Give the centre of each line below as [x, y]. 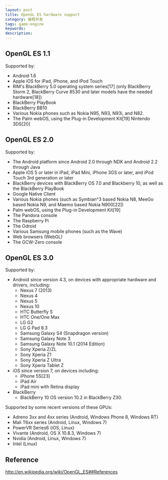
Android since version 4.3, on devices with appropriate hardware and [84, 280]
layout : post [19, 10]
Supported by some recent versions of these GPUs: [59, 407]
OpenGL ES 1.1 [28, 54]
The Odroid [24, 226]
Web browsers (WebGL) [38, 236]
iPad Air [28, 382]
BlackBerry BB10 [30, 108]
